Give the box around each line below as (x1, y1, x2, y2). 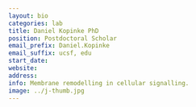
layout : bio (8, 11, 48, 20)
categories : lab (8, 19, 63, 27)
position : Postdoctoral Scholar (8, 34, 117, 43)
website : (8, 64, 38, 72)
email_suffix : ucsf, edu (8, 49, 92, 57)
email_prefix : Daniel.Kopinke (8, 42, 111, 50)
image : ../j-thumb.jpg (8, 86, 85, 95)
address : (8, 72, 38, 80)
